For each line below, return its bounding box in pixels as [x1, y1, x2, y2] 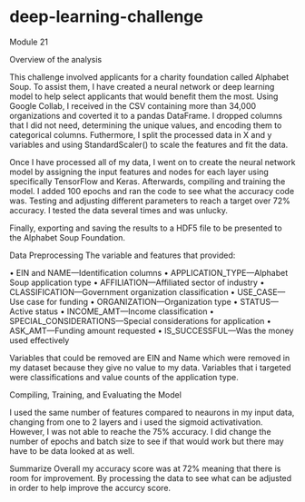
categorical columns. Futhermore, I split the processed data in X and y [9, 129, 272, 140]
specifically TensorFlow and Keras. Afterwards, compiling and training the [9, 175, 286, 187]
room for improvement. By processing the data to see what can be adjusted [9, 472, 292, 483]
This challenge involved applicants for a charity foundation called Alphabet [9, 71, 290, 83]
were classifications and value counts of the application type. [9, 371, 239, 382]
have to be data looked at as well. [9, 445, 134, 456]
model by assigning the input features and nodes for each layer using [9, 166, 270, 177]
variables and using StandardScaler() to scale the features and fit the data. [9, 139, 289, 150]
